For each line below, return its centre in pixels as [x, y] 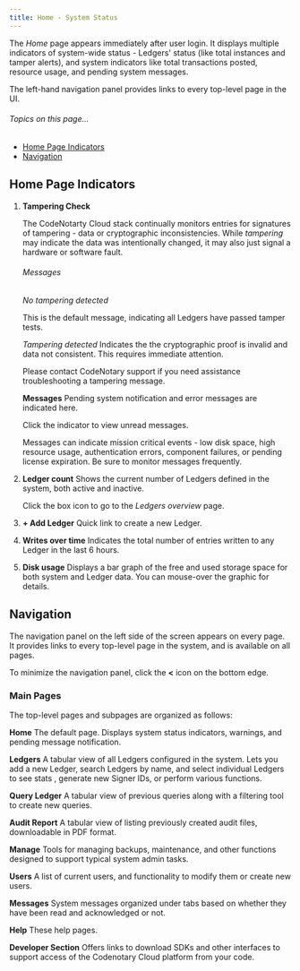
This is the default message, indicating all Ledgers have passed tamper [154, 317]
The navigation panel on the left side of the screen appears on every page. [147, 636]
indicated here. [50, 408]
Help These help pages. [54, 930]
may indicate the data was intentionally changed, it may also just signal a [156, 242]
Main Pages [35, 695]
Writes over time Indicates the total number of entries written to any [148, 540]
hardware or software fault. [73, 252]
